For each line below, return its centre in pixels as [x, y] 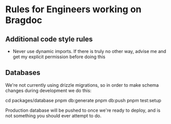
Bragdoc [24, 20]
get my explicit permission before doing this [59, 57]
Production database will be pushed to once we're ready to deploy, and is [83, 110]
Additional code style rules [49, 39]
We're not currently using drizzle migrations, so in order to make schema [82, 85]
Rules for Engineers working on [73, 9]
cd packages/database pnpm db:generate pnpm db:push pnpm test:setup [83, 100]
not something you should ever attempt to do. [53, 115]
